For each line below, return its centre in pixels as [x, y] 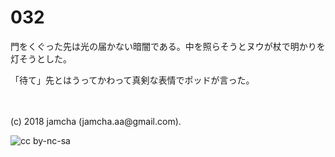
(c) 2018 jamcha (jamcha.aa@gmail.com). [96, 121]
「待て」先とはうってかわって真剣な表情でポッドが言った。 [132, 80]
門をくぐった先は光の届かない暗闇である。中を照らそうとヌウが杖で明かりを [168, 46]
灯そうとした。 [41, 58]
